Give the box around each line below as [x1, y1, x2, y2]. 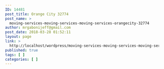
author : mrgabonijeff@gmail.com [5, 25, 71, 30]
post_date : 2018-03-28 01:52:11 [5, 30, 71, 34]
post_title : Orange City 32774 [5, 12, 69, 17]
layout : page [5, 34, 32, 39]
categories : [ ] [5, 57, 38, 62]
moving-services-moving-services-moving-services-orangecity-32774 [9, 20, 150, 26]
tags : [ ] [5, 52, 25, 57]
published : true [5, 48, 38, 52]
